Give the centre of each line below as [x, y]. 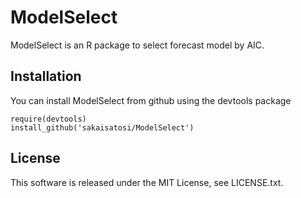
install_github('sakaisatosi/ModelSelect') [102, 127]
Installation [46, 76]
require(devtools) [48, 119]
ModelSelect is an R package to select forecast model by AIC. [137, 45]
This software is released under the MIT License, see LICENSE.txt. [147, 182]
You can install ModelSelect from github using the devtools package [151, 100]
